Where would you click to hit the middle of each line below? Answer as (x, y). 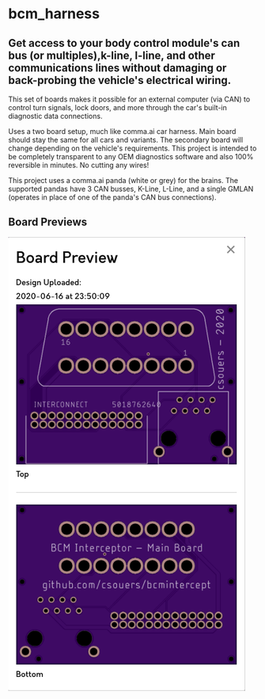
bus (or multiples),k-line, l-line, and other (112, 55)
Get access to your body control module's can (124, 43)
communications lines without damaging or (117, 68)
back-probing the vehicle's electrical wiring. (120, 80)
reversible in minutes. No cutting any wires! (79, 165)
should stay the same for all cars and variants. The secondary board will (126, 140)
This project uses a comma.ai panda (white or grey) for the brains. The (123, 180)
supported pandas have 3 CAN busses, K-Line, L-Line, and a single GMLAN (131, 189)
